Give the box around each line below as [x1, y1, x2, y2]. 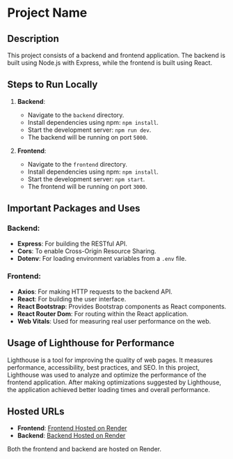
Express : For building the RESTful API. [17, 239, 127, 248]
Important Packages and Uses [7, 202, 140, 214]
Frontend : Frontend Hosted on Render [17, 424, 127, 432]
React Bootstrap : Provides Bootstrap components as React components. [17, 302, 227, 310]
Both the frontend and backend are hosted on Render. [7, 445, 162, 453]
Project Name [7, 5, 88, 21]
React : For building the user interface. [17, 294, 127, 303]
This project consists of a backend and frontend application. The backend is [7, 51, 226, 59]
